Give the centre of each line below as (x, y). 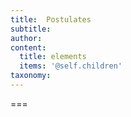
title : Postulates (51, 19)
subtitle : (31, 29)
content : (28, 47)
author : (26, 38)
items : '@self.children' (71, 66)
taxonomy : (31, 76)
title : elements (53, 57)
